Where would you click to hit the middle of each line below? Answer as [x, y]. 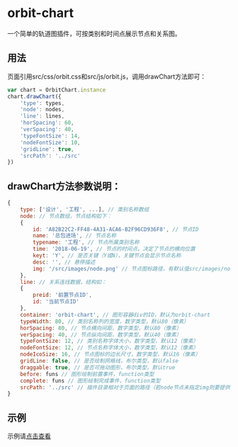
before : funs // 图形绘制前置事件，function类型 [87, 374]
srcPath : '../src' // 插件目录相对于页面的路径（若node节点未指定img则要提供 [125, 387]
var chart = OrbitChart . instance [57, 90]
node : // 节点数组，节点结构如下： [66, 216]
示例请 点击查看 [29, 436]
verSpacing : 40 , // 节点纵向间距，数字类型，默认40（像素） [101, 334]
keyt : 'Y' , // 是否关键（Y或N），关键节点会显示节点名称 [107, 256]
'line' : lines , [42, 116]
